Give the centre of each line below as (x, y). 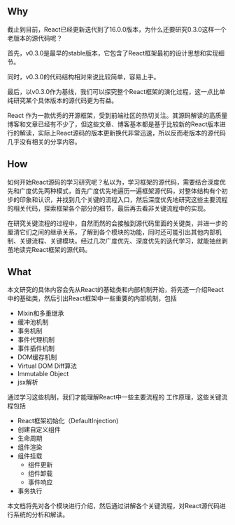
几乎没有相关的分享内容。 (44, 141)
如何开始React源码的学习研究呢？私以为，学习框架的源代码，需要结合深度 (114, 182)
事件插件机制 (36, 348)
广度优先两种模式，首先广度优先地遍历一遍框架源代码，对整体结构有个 (120, 191)
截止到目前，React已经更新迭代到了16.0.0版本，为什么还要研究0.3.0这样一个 (117, 29)
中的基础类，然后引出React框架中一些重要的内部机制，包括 (92, 298)
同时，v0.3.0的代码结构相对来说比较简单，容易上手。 (84, 77)
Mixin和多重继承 (41, 313)
